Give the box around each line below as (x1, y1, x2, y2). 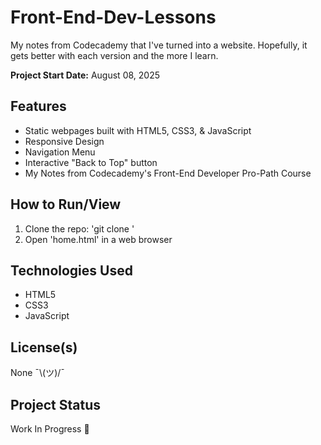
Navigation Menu (24, 146, 96, 158)
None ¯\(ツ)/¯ (10, 367, 65, 379)
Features (10, 98, 67, 115)
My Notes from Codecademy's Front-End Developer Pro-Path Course (24, 167, 312, 179)
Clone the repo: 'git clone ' (24, 222, 135, 235)
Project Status (10, 396, 102, 413)
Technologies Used (10, 262, 133, 279)
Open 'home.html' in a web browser (24, 233, 173, 245)
